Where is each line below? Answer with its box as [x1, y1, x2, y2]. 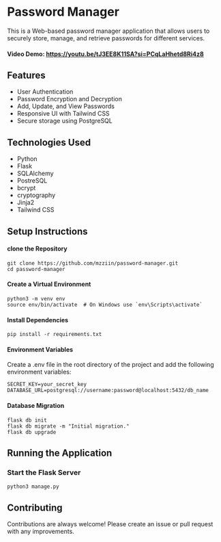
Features [7, 69, 46, 81]
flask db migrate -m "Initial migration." [7, 422, 130, 430]
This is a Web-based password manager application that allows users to [7, 27, 210, 35]
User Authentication [16, 88, 74, 96]
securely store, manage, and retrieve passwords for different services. [7, 34, 205, 42]
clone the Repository [7, 244, 68, 253]
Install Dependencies [7, 315, 69, 324]
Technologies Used [7, 136, 91, 148]
